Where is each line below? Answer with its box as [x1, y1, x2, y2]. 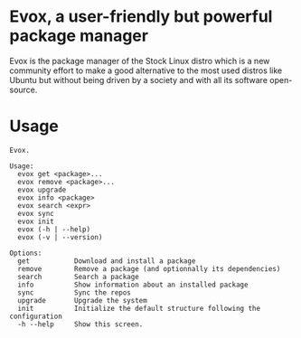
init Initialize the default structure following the [17, 304, 260, 313]
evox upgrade [17, 185, 67, 194]
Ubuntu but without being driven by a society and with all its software [9, 74, 268, 85]
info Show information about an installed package [17, 280, 249, 289]
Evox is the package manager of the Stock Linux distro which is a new [9, 55, 270, 66]
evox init [17, 217, 54, 226]
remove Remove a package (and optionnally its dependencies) [17, 264, 281, 273]
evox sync [17, 209, 54, 218]
